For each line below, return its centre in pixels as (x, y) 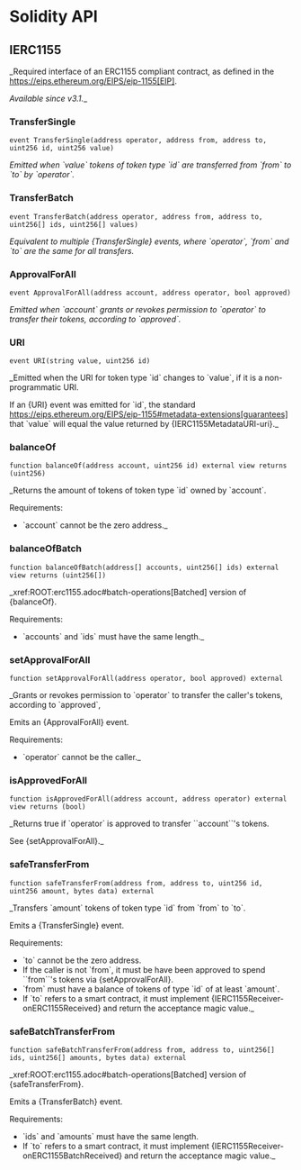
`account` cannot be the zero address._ (95, 525)
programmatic (35, 387)
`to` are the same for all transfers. (72, 250)
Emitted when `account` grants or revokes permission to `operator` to (138, 309)
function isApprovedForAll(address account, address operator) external (148, 799)
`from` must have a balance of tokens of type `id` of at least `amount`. (151, 989)
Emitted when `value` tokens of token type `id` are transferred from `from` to (150, 165)
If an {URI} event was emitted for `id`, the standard (102, 405)
